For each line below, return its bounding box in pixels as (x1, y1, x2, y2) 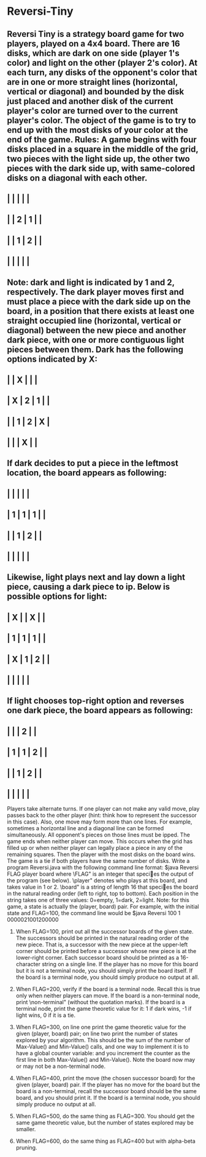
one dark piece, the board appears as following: (7, 705, 194, 716)
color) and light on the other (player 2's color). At (7, 57, 198, 68)
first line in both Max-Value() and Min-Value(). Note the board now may (15, 1056, 196, 1064)
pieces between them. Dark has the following (7, 344, 183, 354)
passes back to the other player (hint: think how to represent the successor (7, 812, 197, 819)
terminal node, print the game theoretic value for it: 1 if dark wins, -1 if (15, 1005, 192, 1013)
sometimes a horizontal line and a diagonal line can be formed (7, 825, 164, 832)
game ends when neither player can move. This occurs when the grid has (7, 838, 193, 845)
